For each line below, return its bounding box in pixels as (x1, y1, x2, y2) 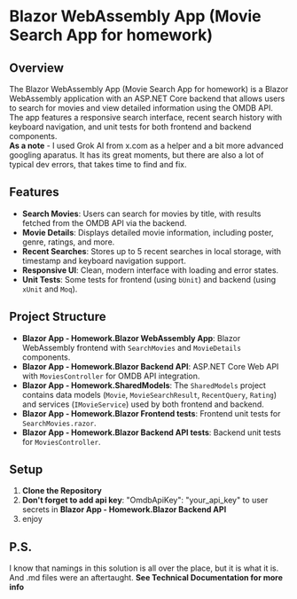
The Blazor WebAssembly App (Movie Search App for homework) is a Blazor (9, 84, 289, 94)
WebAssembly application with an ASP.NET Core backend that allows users (9, 93, 285, 104)
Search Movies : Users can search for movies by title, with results (21, 208, 262, 219)
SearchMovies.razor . (21, 417, 97, 428)
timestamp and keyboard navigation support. (21, 255, 186, 266)
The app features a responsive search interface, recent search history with (9, 113, 283, 122)
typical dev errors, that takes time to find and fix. (9, 159, 187, 169)
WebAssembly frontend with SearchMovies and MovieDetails (21, 342, 242, 353)
